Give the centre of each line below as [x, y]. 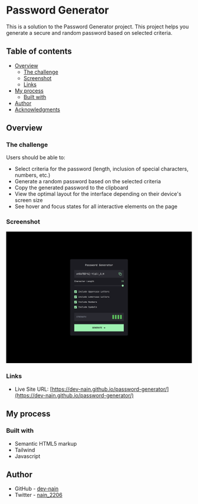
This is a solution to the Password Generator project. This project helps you [98, 27]
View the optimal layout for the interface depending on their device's [98, 194]
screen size [29, 200]
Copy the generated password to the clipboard [71, 188]
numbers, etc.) [32, 175]
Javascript [27, 456]
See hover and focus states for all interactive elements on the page [96, 206]
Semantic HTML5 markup [46, 443]
